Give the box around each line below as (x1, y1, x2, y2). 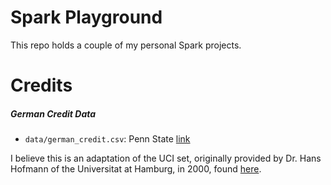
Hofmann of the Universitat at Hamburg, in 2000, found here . (10, 163, 262, 175)
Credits (10, 74, 73, 97)
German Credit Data (10, 107, 97, 120)
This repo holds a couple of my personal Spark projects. (10, 39, 242, 51)
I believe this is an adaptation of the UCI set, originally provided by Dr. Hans (10, 152, 322, 165)
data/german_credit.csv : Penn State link (24, 133, 191, 145)
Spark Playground (10, 6, 163, 29)
